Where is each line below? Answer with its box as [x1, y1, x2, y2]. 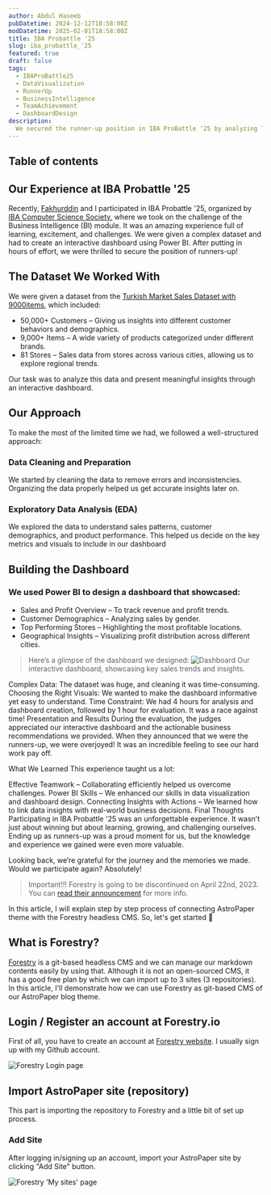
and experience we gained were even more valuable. [8, 839, 184, 849]
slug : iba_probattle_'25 [8, 42, 92, 50]
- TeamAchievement [15, 102, 78, 110]
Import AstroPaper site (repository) [8, 1084, 190, 1098]
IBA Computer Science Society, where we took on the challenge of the [8, 212, 243, 222]
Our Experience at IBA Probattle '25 [8, 182, 191, 196]
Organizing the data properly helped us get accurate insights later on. [8, 483, 240, 493]
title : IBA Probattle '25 [8, 34, 95, 43]
